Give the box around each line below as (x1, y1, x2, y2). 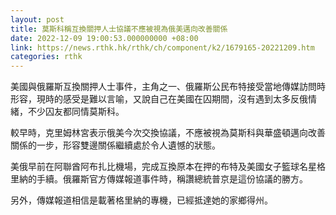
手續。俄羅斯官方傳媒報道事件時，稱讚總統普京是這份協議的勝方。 (36, 173, 308, 185)
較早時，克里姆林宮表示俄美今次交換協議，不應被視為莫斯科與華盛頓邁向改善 (10, 127, 326, 139)
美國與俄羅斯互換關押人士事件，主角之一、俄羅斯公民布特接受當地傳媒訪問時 (10, 81, 326, 93)
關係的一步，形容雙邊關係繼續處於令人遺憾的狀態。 (10, 139, 221, 151)
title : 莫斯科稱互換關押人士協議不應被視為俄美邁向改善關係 (10, 24, 228, 34)
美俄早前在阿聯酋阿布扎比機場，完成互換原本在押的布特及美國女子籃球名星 (10, 161, 317, 173)
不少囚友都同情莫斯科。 (27, 106, 125, 118)
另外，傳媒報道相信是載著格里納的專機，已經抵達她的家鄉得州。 (10, 194, 273, 206)
